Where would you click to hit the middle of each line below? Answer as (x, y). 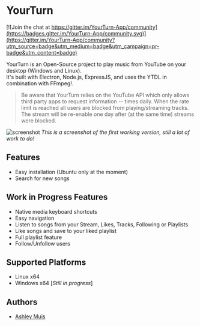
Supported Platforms (46, 262)
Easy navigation (35, 218)
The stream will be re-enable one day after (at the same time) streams (108, 114)
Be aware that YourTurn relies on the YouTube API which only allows (105, 95)
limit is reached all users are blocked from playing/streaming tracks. (105, 107)
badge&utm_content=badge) (42, 52)
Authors (22, 302)
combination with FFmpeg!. (40, 83)
